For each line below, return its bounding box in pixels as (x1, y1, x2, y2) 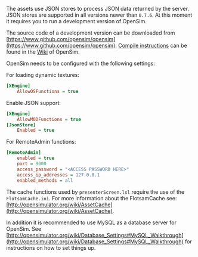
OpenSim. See (6, 225, 42, 232)
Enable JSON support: (6, 99, 61, 106)
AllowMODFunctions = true (17, 116, 82, 122)
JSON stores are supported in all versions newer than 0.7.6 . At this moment (6, 11, 193, 18)
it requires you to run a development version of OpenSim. (6, 18, 147, 24)
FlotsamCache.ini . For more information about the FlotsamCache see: (6, 194, 177, 202)
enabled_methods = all (17, 177, 73, 184)
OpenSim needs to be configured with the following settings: (6, 60, 155, 67)
